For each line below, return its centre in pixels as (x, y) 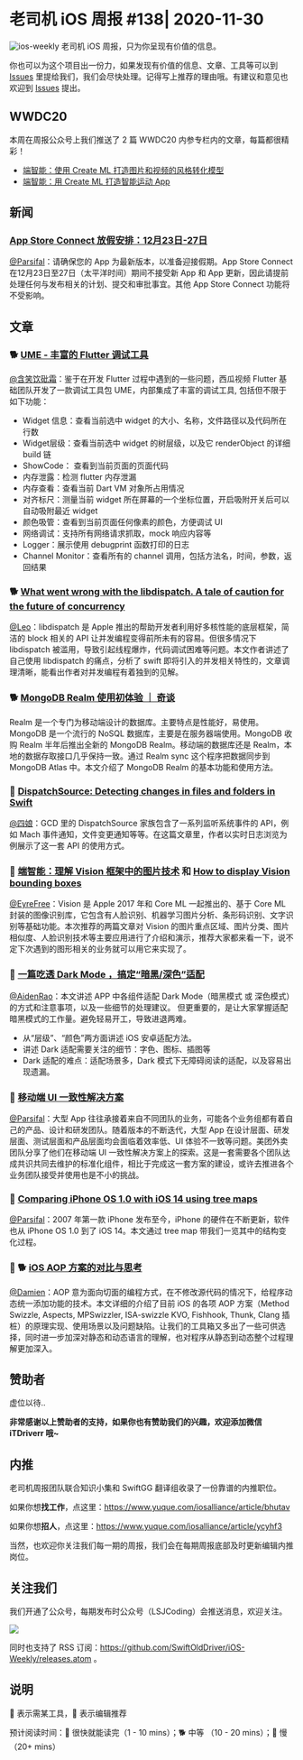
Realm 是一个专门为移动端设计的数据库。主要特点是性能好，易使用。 (137, 722)
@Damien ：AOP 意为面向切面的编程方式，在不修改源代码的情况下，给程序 (147, 1292)
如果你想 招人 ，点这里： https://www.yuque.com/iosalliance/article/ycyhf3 (146, 1526)
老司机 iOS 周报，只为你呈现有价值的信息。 (142, 46)
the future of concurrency (67, 606)
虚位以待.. (28, 1403)
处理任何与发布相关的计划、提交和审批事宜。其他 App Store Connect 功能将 (150, 284)
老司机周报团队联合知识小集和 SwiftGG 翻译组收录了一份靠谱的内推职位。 (145, 1488)
